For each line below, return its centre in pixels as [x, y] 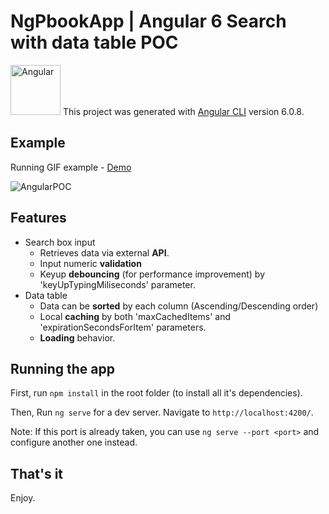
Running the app [62, 368]
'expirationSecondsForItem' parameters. [123, 327]
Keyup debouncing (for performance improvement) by [152, 274]
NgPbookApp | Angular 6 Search [148, 21]
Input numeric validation [90, 263]
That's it [37, 473]
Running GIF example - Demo [71, 167]
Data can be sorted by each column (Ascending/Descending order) [179, 306]
